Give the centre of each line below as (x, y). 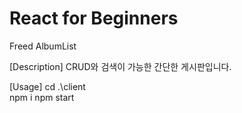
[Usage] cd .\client (47, 86)
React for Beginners (94, 18)
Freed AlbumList (43, 46)
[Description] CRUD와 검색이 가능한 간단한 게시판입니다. (120, 66)
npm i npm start (42, 97)
